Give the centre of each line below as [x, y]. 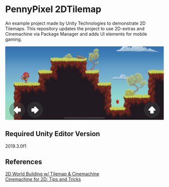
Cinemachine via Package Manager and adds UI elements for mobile [76, 34]
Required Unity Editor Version [53, 134]
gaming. [14, 39]
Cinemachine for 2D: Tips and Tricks [43, 179]
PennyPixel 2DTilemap [53, 9]
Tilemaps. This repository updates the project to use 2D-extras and [75, 28]
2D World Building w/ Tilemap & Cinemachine [52, 174]
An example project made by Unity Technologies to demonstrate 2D [75, 23]
